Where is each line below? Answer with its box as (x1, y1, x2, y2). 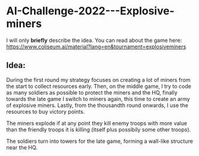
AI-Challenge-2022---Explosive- (6, 4, 175, 18)
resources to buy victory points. (6, 108, 85, 115)
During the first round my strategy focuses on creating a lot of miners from (6, 76, 191, 83)
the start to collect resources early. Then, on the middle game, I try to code (6, 82, 192, 90)
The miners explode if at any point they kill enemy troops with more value (6, 120, 188, 127)
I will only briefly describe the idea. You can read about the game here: (6, 36, 182, 44)
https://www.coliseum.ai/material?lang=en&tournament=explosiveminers (6, 43, 186, 50)
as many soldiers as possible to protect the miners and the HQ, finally (6, 88, 178, 96)
